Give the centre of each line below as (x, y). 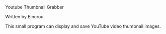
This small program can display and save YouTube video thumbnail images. (83, 26)
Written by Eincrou (24, 17)
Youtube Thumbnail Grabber (35, 7)
